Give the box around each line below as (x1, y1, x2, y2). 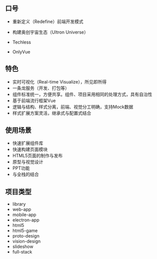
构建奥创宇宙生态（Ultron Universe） (12, 29, 89, 35)
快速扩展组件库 (12, 140, 43, 146)
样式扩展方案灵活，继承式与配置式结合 (12, 110, 91, 116)
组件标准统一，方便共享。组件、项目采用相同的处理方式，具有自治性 (12, 91, 153, 97)
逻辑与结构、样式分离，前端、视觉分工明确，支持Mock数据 (12, 103, 134, 109)
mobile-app (12, 211, 36, 218)
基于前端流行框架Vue (12, 97, 56, 103)
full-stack (12, 249, 32, 255)
